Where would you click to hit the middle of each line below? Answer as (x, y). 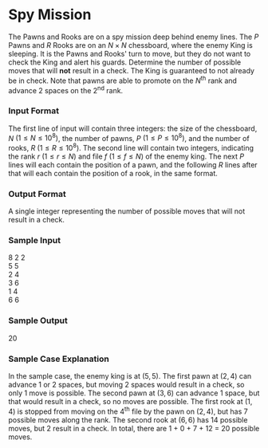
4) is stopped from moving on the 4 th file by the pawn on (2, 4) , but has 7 (128, 411)
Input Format (34, 111)
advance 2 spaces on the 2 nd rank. (66, 89)
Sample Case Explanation (59, 359)
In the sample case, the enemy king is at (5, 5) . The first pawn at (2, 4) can (130, 376)
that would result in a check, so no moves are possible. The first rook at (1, (130, 402)
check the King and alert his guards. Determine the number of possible (125, 62)
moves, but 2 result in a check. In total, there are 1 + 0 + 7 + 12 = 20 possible (134, 428)
